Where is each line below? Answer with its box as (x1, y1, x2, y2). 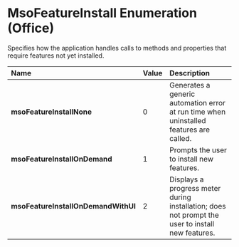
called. (169, 133, 192, 143)
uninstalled (169, 115, 206, 125)
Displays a (169, 174, 204, 184)
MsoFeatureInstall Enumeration (7, 5, 198, 21)
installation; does (169, 201, 226, 211)
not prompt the (169, 210, 219, 220)
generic (169, 89, 196, 99)
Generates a (169, 80, 211, 90)
